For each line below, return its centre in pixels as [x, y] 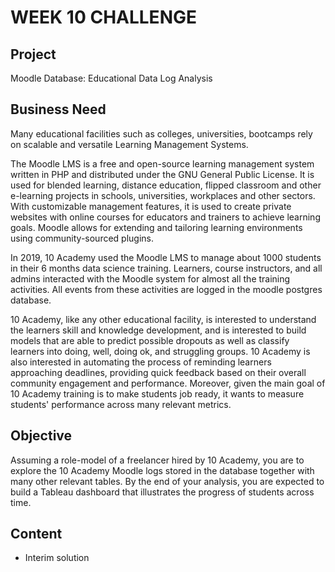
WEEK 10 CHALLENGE [103, 17]
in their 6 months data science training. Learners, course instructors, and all [166, 268]
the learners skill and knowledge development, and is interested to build [158, 330]
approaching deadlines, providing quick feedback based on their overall [158, 372]
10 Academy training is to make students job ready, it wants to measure [157, 393]
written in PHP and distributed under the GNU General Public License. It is [162, 174]
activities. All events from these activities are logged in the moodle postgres [166, 289]
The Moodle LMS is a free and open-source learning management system [162, 163]
